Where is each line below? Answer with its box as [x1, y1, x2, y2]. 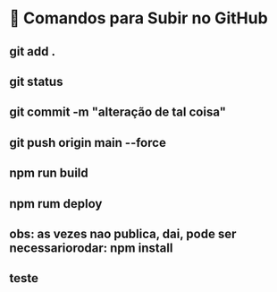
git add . [9, 44, 56, 59]
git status [9, 73, 63, 89]
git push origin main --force [9, 134, 167, 150]
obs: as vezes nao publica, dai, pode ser [9, 226, 237, 241]
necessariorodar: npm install [9, 240, 173, 255]
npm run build [9, 166, 89, 181]
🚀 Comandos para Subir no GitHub [9, 8, 268, 29]
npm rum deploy [9, 196, 103, 211]
